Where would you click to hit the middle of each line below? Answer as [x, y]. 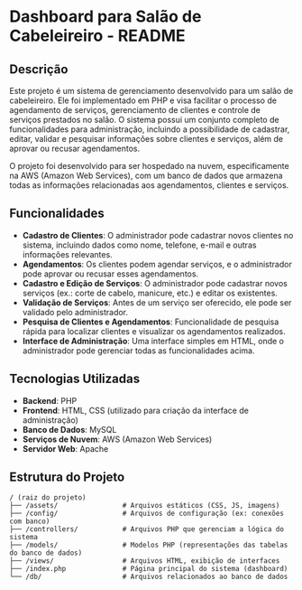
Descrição [39, 69]
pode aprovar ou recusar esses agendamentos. [110, 274]
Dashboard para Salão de [105, 17]
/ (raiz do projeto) [48, 498]
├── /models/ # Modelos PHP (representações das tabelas [149, 545]
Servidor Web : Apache [65, 448]
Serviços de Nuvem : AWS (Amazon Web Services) [117, 439]
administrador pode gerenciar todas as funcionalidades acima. [138, 351]
